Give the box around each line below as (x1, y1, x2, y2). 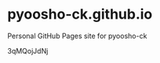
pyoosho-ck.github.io (7, 5, 153, 23)
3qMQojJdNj (7, 46, 49, 55)
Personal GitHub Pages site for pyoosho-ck (7, 31, 147, 40)
